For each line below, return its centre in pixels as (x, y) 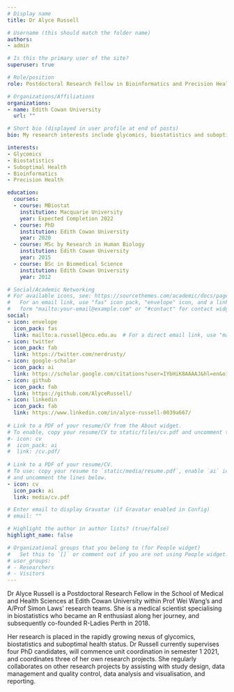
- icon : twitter (31, 341)
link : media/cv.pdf (42, 497)
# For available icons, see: (49, 296)
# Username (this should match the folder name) (79, 33)
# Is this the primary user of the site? (68, 59)
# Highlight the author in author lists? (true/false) (88, 529)
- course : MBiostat (42, 206)
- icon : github (29, 380)
